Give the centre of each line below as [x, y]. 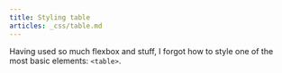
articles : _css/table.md [56, 26]
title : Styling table [50, 17]
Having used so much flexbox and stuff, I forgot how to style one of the [141, 51]
